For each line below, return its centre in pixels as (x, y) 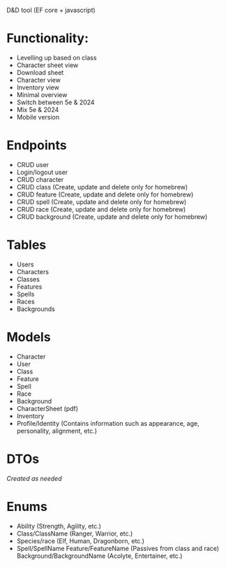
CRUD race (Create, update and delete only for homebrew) (101, 209)
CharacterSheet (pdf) (47, 408)
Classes (28, 279)
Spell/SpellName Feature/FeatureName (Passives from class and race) (118, 548)
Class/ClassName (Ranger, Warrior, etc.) (75, 533)
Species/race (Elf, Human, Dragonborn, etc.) (80, 540)
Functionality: (47, 38)
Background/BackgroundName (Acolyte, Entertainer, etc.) (99, 556)
